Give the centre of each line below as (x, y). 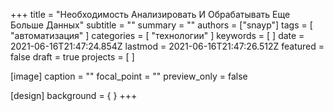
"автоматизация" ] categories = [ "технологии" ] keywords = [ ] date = (157, 35)
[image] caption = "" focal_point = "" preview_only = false (129, 76)
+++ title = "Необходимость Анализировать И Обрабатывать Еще (150, 14)
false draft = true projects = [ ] (72, 57)
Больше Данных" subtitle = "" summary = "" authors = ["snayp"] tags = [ (161, 25)
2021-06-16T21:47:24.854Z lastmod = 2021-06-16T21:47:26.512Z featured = (167, 46)
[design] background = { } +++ (74, 95)
